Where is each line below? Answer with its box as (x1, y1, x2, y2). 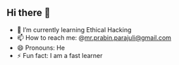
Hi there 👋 (6, 7, 51, 19)
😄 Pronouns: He (16, 43, 65, 52)
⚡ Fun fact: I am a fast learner (16, 51, 103, 59)
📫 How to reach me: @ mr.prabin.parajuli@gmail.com (16, 33, 172, 42)
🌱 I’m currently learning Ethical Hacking (16, 25, 132, 34)
